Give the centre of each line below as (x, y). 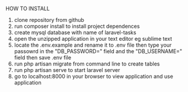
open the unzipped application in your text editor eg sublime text (93, 39)
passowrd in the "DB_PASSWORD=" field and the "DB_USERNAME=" (98, 51)
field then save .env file (43, 57)
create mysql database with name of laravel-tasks (75, 32)
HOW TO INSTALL (28, 9)
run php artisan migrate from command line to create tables (87, 64)
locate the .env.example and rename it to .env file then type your (93, 45)
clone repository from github (49, 20)
